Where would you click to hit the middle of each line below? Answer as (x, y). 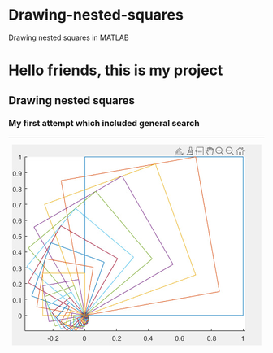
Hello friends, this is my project (116, 70)
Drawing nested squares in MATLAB (69, 37)
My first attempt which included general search (104, 124)
